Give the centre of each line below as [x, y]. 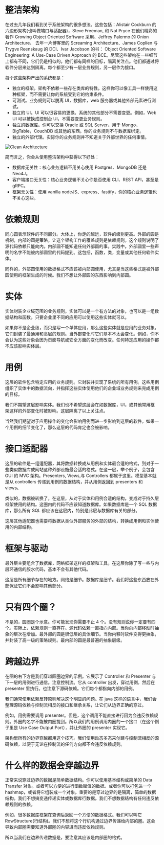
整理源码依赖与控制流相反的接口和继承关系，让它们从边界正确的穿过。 [76, 705]
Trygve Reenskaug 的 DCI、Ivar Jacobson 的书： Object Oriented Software [81, 49]
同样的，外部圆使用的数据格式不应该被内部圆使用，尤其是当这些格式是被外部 [82, 269]
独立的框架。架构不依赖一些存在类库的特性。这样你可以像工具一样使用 [83, 88]
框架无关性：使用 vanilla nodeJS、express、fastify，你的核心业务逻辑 [82, 192]
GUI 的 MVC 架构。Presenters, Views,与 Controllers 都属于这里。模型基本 [79, 476]
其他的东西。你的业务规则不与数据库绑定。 [101, 131]
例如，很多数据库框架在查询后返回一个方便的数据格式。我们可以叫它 [73, 815]
